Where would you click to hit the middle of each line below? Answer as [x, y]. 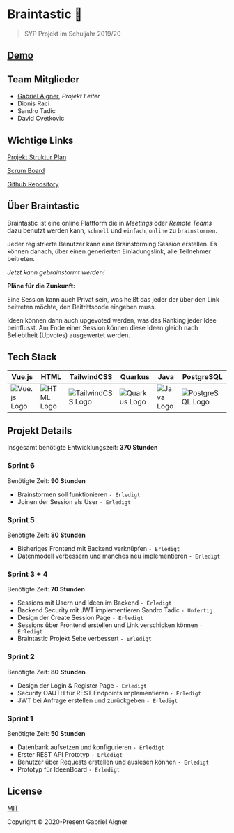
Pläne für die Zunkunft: [41, 286]
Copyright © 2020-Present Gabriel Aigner [67, 821]
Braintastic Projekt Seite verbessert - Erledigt [84, 639]
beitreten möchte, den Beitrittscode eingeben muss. [82, 307]
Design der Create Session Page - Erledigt [80, 618]
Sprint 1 [20, 718]
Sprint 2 [21, 657]
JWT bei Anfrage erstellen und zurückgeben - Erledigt [97, 700]
